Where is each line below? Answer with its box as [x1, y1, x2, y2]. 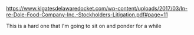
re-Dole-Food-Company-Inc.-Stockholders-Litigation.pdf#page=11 [6, 11, 168, 18]
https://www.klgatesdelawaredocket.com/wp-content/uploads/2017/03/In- [6, 5, 188, 12]
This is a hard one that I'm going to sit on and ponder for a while [6, 23, 162, 29]
